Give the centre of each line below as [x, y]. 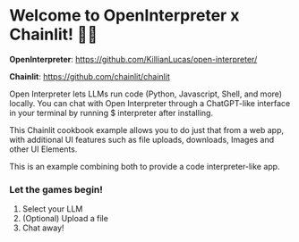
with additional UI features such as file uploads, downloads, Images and [142, 139]
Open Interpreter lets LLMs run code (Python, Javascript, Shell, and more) [146, 94]
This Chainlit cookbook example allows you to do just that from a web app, [147, 129]
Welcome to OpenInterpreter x [124, 16]
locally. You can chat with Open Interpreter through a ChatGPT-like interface [150, 103]
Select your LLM [52, 209]
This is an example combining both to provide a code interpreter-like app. [145, 166]
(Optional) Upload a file [65, 219]
